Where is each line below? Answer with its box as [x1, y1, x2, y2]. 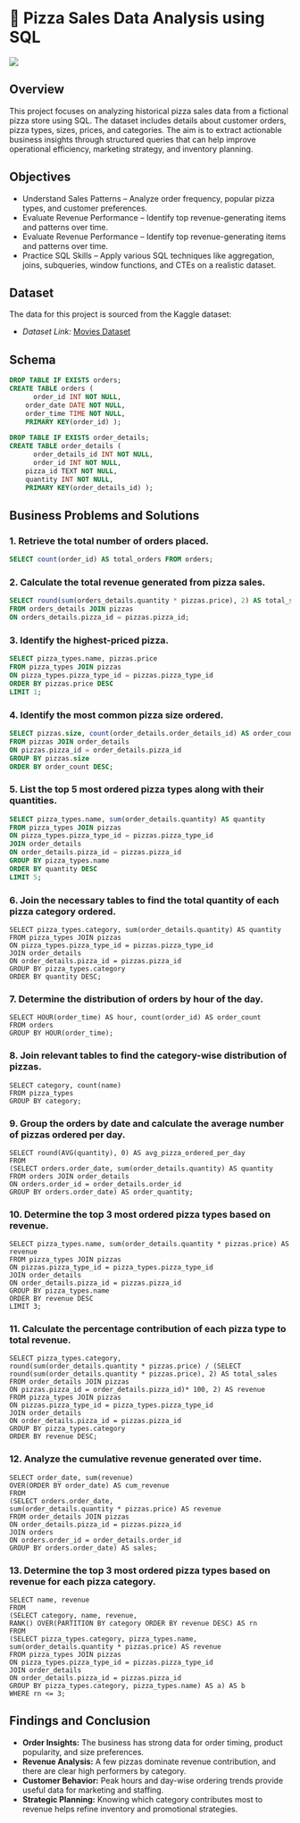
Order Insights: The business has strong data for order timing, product [21, 1736, 283, 1748]
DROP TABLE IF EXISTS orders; [9, 376, 122, 385]
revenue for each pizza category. [9, 1575, 156, 1587]
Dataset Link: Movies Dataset [21, 326, 131, 337]
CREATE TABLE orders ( [9, 384, 94, 394]
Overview [9, 82, 65, 97]
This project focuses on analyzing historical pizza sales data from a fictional [9, 105, 288, 116]
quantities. [9, 795, 58, 807]
